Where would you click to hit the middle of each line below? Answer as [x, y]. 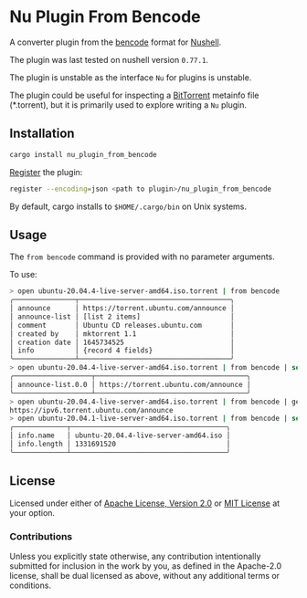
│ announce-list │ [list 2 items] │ [122, 317]
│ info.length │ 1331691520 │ [120, 445]
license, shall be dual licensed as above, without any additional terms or [145, 575]
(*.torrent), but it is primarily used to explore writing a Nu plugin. [128, 105]
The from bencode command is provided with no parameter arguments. [143, 257]
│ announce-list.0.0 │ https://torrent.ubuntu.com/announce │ [130, 384]
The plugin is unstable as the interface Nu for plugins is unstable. [131, 77]
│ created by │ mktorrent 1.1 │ [122, 334]
